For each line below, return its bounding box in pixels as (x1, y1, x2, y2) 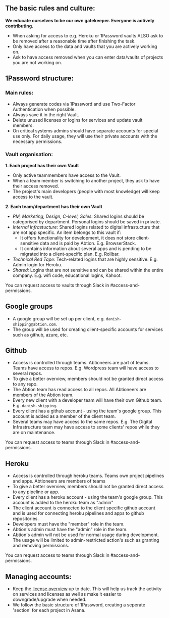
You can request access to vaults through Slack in (5, 282, 109, 288)
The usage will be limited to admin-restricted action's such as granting (12, 537, 159, 543)
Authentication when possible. (12, 106, 76, 112)
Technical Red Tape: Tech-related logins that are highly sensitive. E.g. (12, 256, 158, 262)
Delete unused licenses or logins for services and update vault (12, 117, 143, 123)
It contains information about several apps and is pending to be (20, 245, 152, 252)
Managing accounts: (5, 572, 72, 581)
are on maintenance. (12, 430, 55, 436)
